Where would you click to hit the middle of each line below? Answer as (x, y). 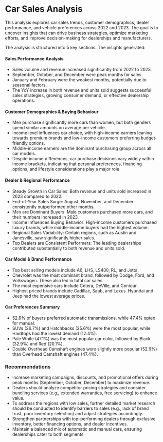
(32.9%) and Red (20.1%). (38, 344)
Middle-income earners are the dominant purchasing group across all (82, 148)
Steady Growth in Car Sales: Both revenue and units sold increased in (82, 191)
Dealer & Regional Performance (37, 180)
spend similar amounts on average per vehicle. (59, 128)
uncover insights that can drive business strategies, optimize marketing (77, 33)
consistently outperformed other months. (53, 207)
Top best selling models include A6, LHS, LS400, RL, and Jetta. (75, 270)
